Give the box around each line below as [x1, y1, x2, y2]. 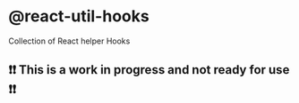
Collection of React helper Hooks [8, 36, 131, 46]
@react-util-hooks [8, 6, 149, 27]
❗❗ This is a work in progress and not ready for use [8, 62, 290, 77]
